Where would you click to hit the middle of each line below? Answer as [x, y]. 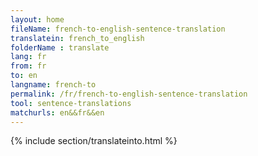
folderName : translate [60, 47]
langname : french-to [53, 85]
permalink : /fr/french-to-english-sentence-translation [129, 94]
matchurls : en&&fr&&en [57, 112]
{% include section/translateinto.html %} [94, 141]
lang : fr [28, 57]
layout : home [37, 19]
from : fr [28, 66]
